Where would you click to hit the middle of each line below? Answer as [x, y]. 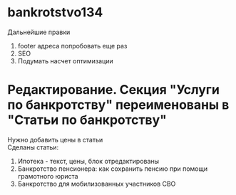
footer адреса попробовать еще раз [72, 46]
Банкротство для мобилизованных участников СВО [97, 184]
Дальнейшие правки [39, 32]
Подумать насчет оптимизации [65, 60]
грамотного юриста [48, 176]
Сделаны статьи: [33, 147]
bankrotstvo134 [55, 12]
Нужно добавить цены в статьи [55, 139]
